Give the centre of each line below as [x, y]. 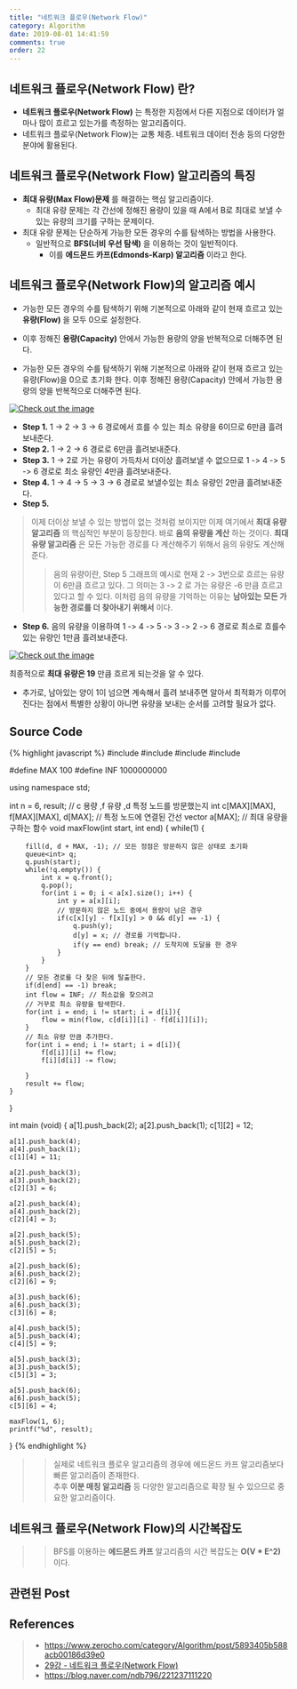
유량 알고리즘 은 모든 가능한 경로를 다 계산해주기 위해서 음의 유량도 [146, 544]
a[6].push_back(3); [45, 1305]
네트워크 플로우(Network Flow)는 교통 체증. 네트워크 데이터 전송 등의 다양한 [153, 133]
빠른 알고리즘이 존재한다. [96, 1476]
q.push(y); [93, 926]
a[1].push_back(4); [45, 1142]
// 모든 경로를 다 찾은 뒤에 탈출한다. [86, 978]
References [42, 1624]
